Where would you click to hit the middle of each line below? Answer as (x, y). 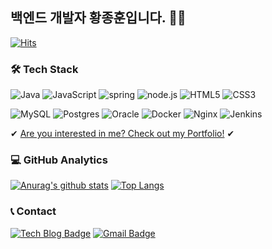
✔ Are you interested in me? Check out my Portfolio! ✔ (122, 134)
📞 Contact (33, 211)
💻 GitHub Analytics (59, 160)
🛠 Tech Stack (44, 69)
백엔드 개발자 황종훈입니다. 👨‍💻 (98, 18)
